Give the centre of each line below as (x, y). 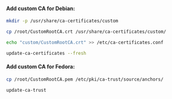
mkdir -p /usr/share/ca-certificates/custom (62, 21)
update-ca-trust (26, 90)
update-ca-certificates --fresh (46, 53)
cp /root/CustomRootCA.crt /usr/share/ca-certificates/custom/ (86, 32)
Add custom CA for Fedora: (41, 67)
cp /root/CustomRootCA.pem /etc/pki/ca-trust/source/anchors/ (85, 79)
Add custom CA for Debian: (41, 8)
